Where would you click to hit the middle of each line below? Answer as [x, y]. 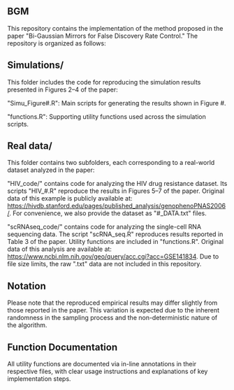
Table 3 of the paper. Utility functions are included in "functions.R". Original [116, 242]
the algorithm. [27, 325]
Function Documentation [62, 347]
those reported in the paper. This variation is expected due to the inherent [114, 310]
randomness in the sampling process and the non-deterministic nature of [112, 318]
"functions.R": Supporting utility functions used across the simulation [107, 116]
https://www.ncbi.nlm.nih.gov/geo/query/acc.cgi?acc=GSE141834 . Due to [113, 257]
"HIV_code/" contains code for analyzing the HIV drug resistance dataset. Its [117, 184]
